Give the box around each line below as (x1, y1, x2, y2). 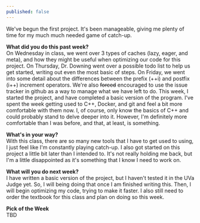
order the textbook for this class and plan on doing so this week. (6, 193, 164, 200)
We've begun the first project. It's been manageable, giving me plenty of (6, 25, 184, 32)
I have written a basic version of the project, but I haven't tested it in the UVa (6, 174, 195, 181)
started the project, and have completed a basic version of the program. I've (6, 94, 194, 101)
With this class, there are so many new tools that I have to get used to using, (6, 137, 194, 144)
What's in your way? (6, 131, 59, 138)
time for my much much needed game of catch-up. (6, 31, 133, 39)
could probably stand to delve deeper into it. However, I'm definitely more (6, 113, 187, 120)
